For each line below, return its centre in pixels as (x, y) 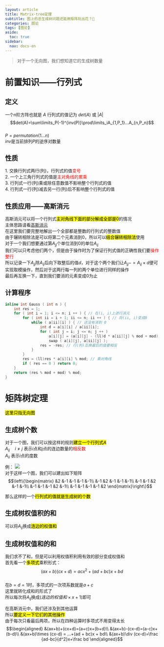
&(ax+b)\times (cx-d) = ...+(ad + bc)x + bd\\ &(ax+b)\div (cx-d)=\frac (89, 634)
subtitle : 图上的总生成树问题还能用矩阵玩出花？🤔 (50, 19)
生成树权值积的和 (31, 513)
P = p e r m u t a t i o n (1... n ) (27, 135)
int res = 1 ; (27, 309)
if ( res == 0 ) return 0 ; (50, 364)
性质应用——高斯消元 (37, 206)
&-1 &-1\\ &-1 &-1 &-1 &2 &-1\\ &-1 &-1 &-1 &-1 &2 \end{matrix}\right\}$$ (82, 486)
